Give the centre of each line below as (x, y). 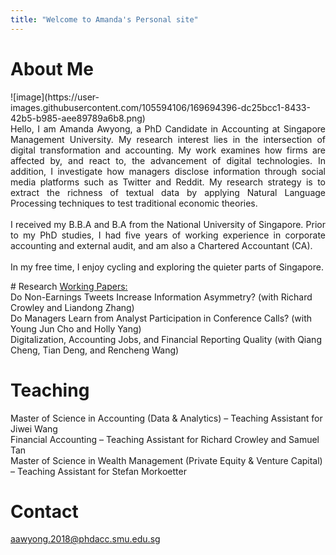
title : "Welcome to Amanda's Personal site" (104, 19)
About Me (52, 68)
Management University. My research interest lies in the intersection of (168, 139)
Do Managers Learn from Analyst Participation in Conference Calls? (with (161, 318)
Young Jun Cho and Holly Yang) (76, 328)
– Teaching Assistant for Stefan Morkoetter (98, 471)
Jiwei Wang (34, 428)
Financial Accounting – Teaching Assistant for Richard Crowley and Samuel (165, 439)
